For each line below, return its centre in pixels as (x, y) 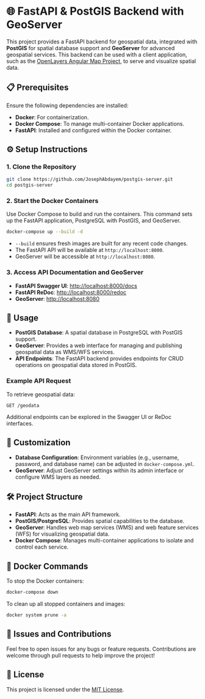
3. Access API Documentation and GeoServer (75, 272)
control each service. (42, 547)
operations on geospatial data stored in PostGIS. (76, 365)
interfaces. (20, 423)
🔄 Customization (38, 442)
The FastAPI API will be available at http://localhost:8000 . (89, 250)
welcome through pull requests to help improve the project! (81, 655)
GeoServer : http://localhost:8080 (57, 298)
